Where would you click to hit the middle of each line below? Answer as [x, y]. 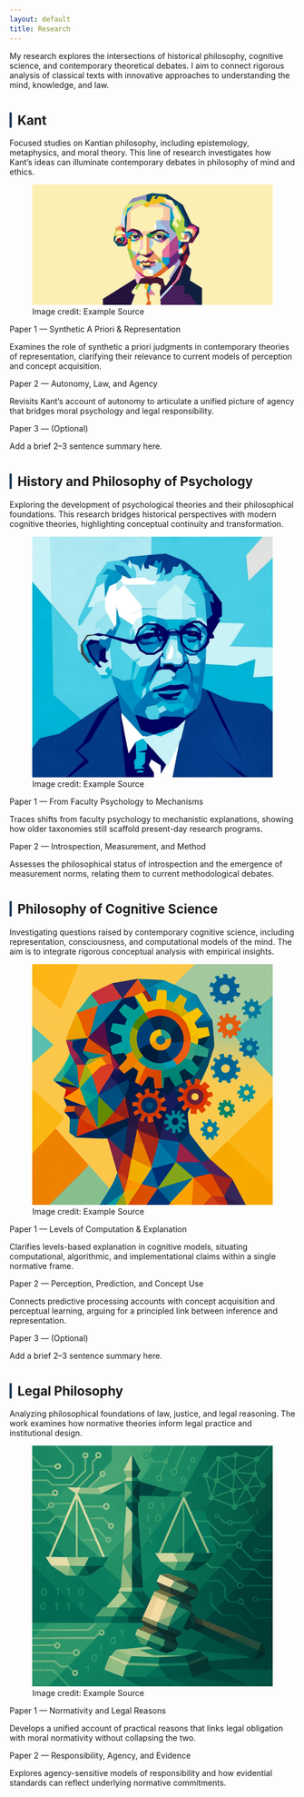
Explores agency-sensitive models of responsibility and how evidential [141, 1773]
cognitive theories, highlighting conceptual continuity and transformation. [147, 523]
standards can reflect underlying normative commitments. [118, 1783]
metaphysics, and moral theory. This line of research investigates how [141, 153]
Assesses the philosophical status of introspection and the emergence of [146, 864]
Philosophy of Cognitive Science [118, 909]
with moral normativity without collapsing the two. [103, 1738]
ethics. [22, 172]
